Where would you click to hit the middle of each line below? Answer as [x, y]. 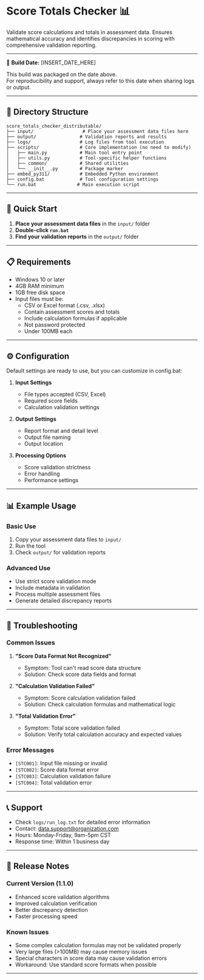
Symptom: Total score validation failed [72, 728]
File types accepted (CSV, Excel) [65, 395]
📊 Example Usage [41, 506]
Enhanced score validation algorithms [62, 897]
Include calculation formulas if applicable [76, 319]
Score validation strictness [57, 468]
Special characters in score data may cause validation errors [91, 958]
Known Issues [28, 932]
